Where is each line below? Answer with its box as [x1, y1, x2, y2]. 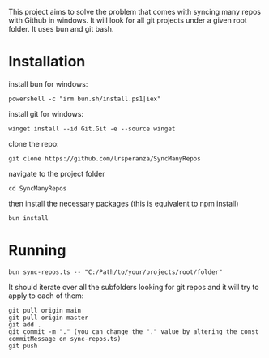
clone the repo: [8, 139, 59, 148]
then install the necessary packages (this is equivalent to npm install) [8, 198, 239, 208]
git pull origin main [8, 306, 82, 314]
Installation [8, 53, 86, 71]
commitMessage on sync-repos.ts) [8, 335, 122, 343]
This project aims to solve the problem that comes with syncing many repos [8, 7, 262, 16]
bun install [8, 214, 49, 222]
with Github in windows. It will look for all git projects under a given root [8, 15, 247, 25]
